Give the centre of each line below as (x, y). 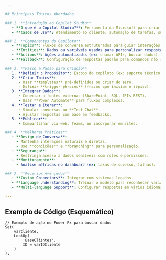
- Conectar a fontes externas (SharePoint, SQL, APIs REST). (83, 96)
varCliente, (26, 232)
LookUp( (22, 236)
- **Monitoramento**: (34, 160)
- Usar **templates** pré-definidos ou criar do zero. (76, 82)
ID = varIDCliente (42, 245)
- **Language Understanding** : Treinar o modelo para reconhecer (80, 183)
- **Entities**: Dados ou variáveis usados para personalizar (77, 50)
